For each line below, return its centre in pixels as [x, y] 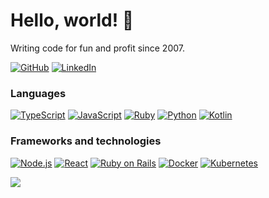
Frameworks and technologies [86, 141]
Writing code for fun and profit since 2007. [98, 48]
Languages [38, 93]
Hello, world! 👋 [72, 20]
